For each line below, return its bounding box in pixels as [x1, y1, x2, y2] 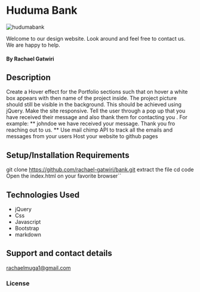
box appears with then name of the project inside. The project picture [6, 95, 177, 102]
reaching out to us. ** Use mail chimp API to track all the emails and [6, 126, 173, 133]
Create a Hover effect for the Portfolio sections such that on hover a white [6, 88, 188, 96]
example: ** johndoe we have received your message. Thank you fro [6, 120, 176, 127]
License [6, 279, 30, 287]
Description [6, 72, 51, 83]
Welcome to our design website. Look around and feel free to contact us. [6, 35, 186, 42]
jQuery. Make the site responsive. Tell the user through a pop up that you [6, 107, 186, 114]
